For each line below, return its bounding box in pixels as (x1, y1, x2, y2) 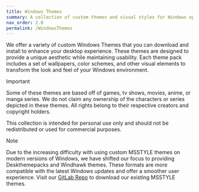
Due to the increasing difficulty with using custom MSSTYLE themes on (6, 149, 181, 156)
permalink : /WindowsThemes (6, 25, 73, 31)
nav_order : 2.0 (6, 19, 44, 25)
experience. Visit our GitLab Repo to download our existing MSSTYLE (6, 174, 176, 181)
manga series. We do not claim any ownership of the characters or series (6, 96, 185, 103)
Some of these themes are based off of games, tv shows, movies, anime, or (6, 89, 191, 96)
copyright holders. (6, 108, 52, 115)
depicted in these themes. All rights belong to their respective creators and (6, 102, 189, 109)
